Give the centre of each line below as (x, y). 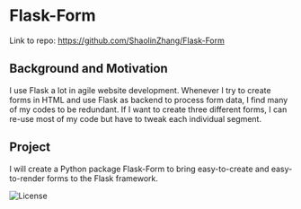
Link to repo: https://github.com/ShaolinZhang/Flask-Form (117, 40)
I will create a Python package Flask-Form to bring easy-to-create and (139, 169)
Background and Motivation (89, 69)
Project (30, 148)
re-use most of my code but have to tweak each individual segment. (136, 118)
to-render (27, 178)
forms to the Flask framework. (102, 178)
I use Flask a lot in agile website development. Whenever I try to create (140, 90)
